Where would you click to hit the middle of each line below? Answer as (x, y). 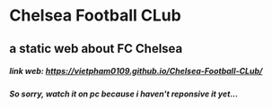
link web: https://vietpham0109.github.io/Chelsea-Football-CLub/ (136, 71)
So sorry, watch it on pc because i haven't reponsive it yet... (124, 94)
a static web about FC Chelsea (96, 49)
